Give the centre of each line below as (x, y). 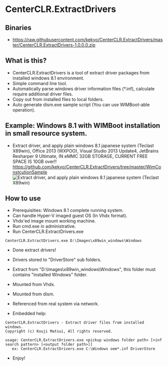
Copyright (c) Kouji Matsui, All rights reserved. (59, 331)
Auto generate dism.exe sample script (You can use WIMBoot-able (81, 104)
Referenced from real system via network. (55, 304)
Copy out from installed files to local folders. (58, 99)
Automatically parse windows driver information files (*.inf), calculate (83, 88)
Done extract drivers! (34, 250)
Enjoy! (19, 358)
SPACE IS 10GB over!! (34, 161)
